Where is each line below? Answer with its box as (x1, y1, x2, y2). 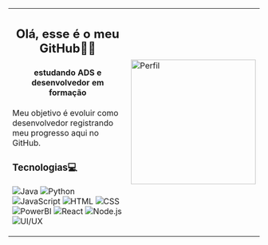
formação (49, 87, 87, 98)
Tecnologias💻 (12, 161, 78, 174)
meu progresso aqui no (12, 127, 100, 138)
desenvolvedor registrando (12, 117, 114, 128)
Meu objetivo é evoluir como (12, 107, 119, 118)
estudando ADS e (33, 67, 102, 78)
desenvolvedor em (31, 77, 104, 88)
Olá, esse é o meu (15, 26, 120, 41)
